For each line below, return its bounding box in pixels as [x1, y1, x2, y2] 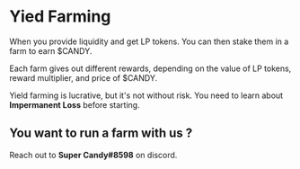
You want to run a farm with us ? [9, 126, 193, 141]
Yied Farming [9, 6, 111, 27]
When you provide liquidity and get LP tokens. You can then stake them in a [9, 36, 289, 47]
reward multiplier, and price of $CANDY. [9, 72, 158, 83]
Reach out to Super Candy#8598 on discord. [9, 149, 178, 160]
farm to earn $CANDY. [9, 45, 93, 56]
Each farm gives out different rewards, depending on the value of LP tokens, [9, 63, 292, 74]
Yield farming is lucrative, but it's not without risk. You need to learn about [9, 90, 284, 101]
